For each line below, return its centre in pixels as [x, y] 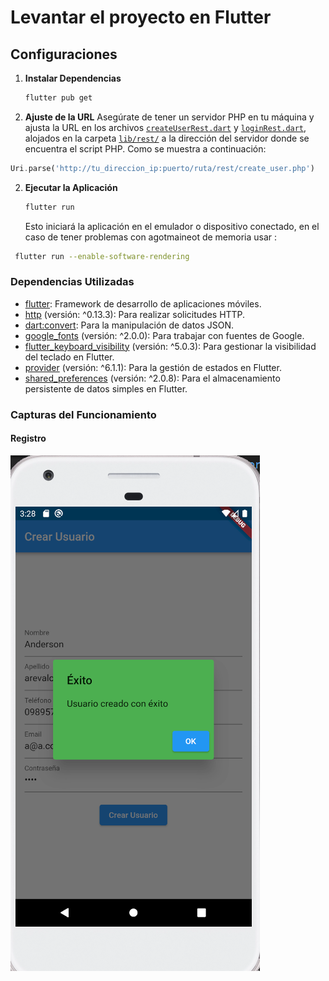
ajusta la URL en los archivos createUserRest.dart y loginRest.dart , [165, 127]
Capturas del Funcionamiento [83, 414]
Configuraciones [64, 54]
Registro [28, 438]
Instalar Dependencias [73, 78]
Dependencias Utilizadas [72, 282]
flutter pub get [58, 98]
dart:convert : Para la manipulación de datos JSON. [129, 325]
